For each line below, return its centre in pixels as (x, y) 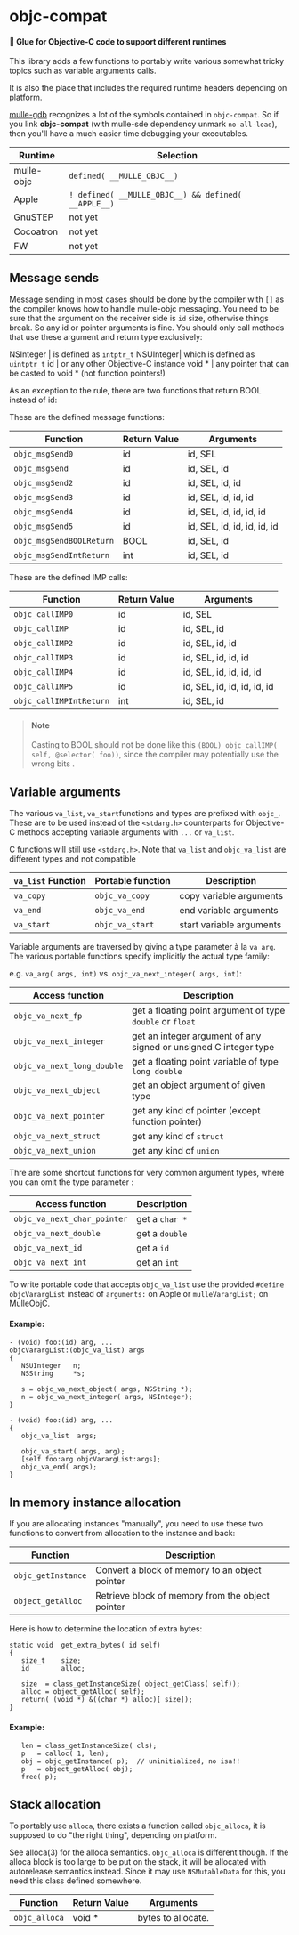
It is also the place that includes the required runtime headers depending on (148, 88)
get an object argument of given (199, 1085)
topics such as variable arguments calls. (83, 71)
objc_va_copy (122, 896)
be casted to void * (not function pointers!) (88, 373)
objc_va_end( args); (59, 1467)
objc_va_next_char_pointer (71, 1219)
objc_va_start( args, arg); (73, 1452)
